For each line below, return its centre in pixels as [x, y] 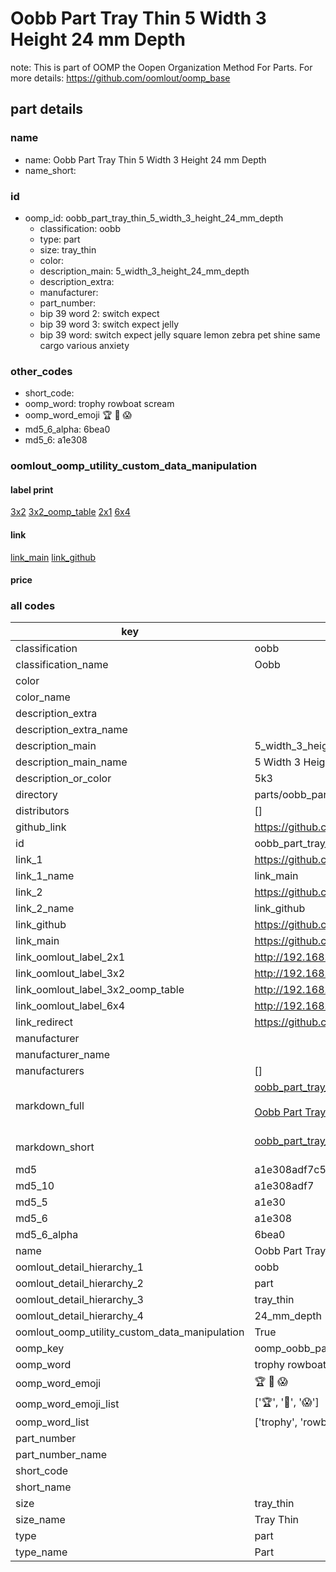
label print [32, 489]
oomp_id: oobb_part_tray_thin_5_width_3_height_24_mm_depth [154, 218]
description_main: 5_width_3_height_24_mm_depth [144, 271]
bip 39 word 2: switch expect [99, 313]
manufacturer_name [63, 1055]
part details [47, 109]
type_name [41, 1552]
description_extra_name [71, 730]
